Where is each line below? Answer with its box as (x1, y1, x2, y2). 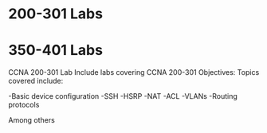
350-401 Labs (8, 41, 104, 60)
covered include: (8, 76, 64, 86)
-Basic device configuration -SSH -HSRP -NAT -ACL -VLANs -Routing (8, 92, 238, 101)
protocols (8, 100, 40, 110)
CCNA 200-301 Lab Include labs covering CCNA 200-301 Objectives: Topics (8, 68, 260, 77)
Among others (8, 115, 56, 125)
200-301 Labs (8, 5, 104, 23)
